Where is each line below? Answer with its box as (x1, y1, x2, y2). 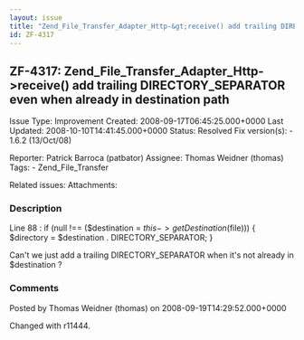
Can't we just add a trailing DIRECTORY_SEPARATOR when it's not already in (9, 250, 294, 260)
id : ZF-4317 (9, 30, 54, 39)
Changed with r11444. (9, 320, 90, 331)
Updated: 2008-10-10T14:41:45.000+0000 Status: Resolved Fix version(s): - (9, 126, 294, 137)
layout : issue (9, 13, 63, 23)
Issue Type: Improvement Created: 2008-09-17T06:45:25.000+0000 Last (9, 116, 284, 127)
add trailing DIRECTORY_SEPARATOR (71, 78, 286, 93)
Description (9, 203, 62, 215)
